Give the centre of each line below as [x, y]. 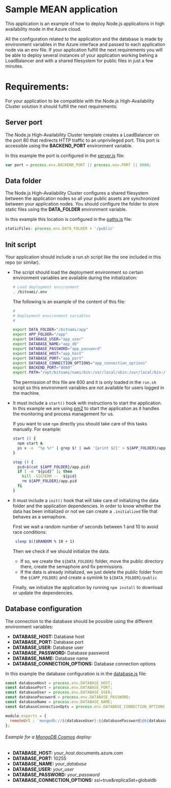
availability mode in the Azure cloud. [43, 29]
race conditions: [30, 532]
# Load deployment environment [46, 287]
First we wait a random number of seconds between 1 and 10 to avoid [85, 526]
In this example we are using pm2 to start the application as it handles [86, 409]
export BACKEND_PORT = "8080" [42, 368]
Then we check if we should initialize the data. [61, 551]
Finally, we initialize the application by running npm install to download [88, 587]
